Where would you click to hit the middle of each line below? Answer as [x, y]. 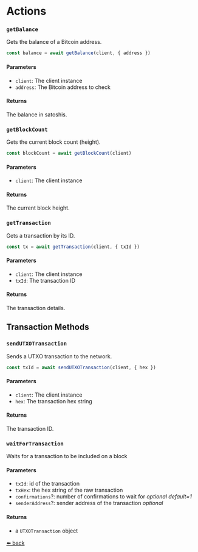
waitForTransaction [35, 444]
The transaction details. [36, 308]
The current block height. [38, 208]
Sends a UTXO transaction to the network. [59, 356]
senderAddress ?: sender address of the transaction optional [89, 503]
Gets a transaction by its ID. [41, 235]
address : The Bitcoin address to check [63, 87]
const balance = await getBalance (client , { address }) [78, 53]
